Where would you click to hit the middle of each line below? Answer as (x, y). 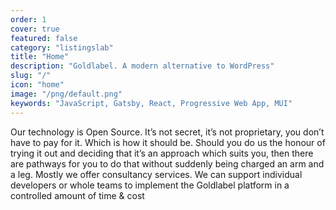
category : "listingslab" (62, 47)
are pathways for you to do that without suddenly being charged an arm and (167, 163)
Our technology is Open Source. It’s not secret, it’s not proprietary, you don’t (167, 132)
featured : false (44, 38)
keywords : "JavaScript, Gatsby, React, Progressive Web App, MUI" (151, 103)
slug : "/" (31, 76)
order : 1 (28, 19)
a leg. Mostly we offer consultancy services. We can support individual (156, 174)
